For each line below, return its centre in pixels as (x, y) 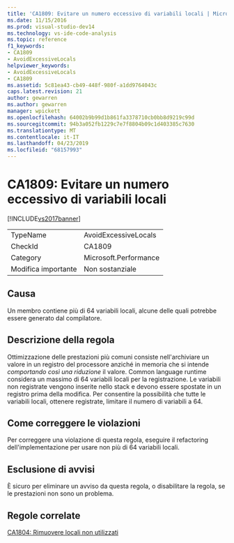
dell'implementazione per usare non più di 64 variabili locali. (93, 447)
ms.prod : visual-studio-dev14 (51, 27)
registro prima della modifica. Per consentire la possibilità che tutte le (107, 394)
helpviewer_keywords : (39, 66)
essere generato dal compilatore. (55, 318)
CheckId (24, 246)
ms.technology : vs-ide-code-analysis (62, 33)
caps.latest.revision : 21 (45, 91)
